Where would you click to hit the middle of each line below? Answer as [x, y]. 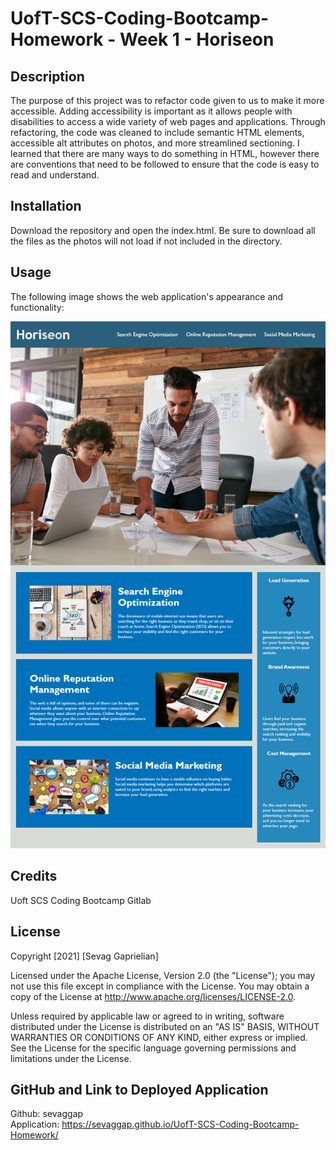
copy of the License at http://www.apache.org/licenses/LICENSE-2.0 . [153, 996]
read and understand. [55, 175]
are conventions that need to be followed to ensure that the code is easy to [165, 164]
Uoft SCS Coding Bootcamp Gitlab [81, 900]
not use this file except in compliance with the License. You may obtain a [160, 986]
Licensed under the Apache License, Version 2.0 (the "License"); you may [163, 975]
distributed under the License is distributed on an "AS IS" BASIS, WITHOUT [165, 1026]
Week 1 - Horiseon [197, 39]
